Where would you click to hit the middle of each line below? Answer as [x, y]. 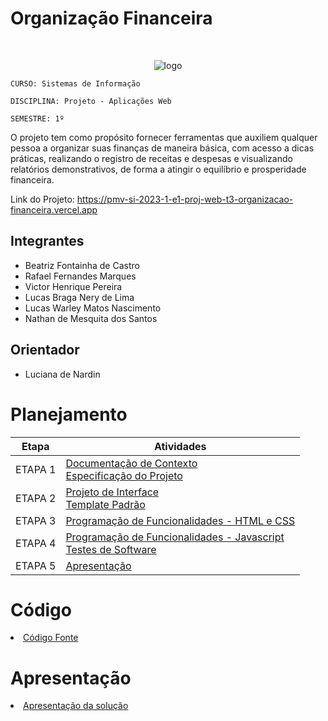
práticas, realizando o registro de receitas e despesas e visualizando [151, 158]
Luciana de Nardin [62, 374]
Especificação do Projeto [124, 475]
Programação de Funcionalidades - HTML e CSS [180, 520]
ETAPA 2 [36, 498]
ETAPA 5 [36, 565]
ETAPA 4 [36, 543]
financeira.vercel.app [54, 209]
